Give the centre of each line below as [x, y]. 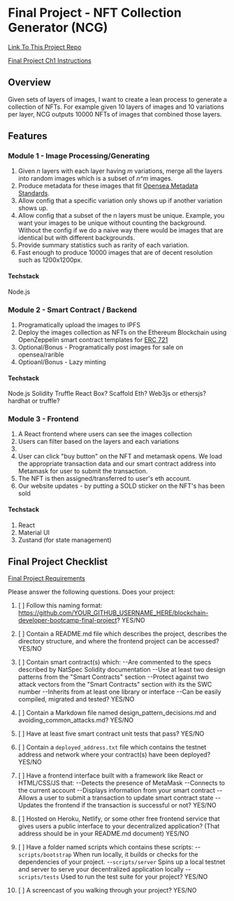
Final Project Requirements [47, 579]
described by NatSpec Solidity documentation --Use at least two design [122, 670]
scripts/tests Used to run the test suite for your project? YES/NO [113, 877]
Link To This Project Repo [45, 47]
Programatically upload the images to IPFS [79, 325]
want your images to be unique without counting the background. [112, 223]
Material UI [34, 533]
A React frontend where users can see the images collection [105, 434]
